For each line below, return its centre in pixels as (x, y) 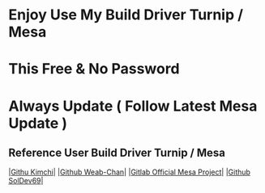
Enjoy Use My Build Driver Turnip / (126, 15)
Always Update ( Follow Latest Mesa (133, 106)
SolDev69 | (26, 181)
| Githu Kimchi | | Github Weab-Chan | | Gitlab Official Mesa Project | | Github (130, 172)
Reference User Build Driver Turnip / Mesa (117, 152)
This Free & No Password (94, 69)
